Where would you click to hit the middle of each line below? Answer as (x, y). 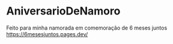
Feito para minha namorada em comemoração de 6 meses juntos (87, 28)
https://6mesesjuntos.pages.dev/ (47, 34)
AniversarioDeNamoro (63, 11)
